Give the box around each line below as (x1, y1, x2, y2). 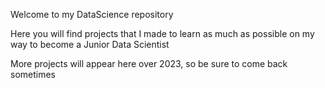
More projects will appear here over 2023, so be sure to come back (10, 58, 288, 69)
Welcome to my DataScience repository (10, 9, 174, 20)
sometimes (10, 69, 56, 80)
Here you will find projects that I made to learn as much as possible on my (10, 28, 315, 39)
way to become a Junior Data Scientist (10, 39, 170, 50)
